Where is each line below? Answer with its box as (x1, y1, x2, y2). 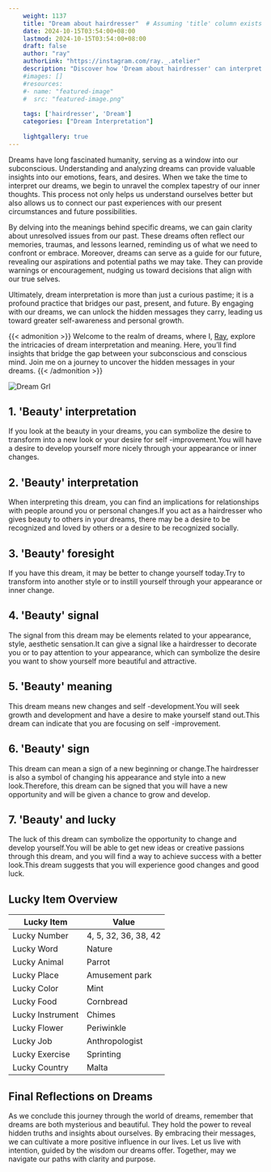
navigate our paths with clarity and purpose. (8, 1153, 156, 1164)
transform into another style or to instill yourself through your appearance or (8, 577, 263, 586)
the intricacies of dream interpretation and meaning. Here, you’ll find (8, 340, 237, 350)
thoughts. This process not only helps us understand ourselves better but (8, 189, 253, 199)
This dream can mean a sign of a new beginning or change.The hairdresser (8, 763, 259, 773)
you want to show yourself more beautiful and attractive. (8, 656, 197, 666)
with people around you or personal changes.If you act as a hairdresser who (8, 506, 263, 516)
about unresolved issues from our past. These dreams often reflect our (8, 230, 245, 240)
